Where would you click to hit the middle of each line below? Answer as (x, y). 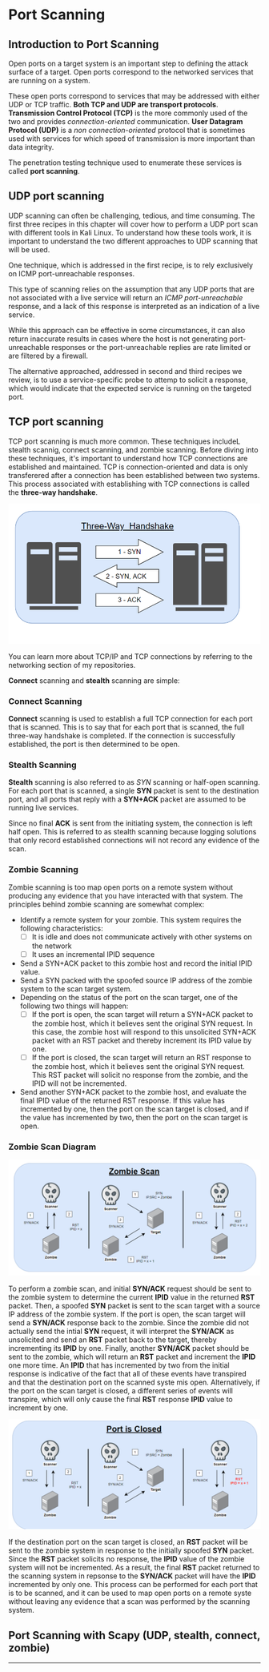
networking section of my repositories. (72, 665)
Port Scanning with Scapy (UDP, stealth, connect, (134, 1635)
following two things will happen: (74, 1006)
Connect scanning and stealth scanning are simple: (94, 680)
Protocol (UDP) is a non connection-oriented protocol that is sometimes (127, 130)
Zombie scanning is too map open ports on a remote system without (121, 887)
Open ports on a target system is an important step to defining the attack (128, 63)
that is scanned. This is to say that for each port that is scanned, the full (126, 727)
